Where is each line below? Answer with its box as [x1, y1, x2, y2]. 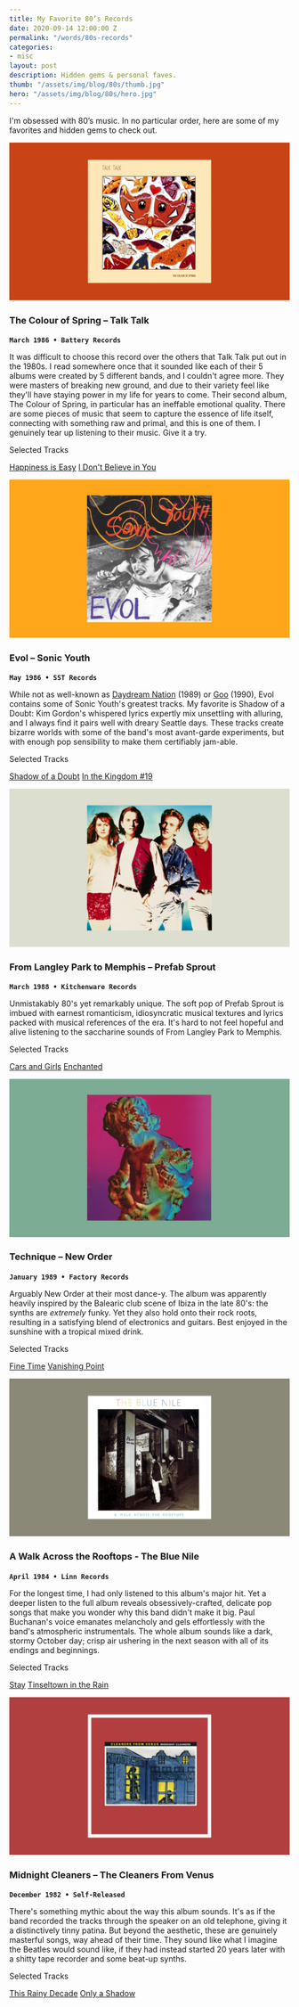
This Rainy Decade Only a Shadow [9, 1988, 136, 1999]
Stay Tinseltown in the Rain [9, 1679, 109, 1690]
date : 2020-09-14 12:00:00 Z [9, 23, 117, 33]
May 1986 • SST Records [9, 674, 98, 683]
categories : [9, 43, 53, 52]
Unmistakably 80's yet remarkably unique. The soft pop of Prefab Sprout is [9, 998, 285, 1009]
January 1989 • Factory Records [9, 1273, 129, 1282]
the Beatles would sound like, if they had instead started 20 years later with [9, 1944, 286, 1955]
